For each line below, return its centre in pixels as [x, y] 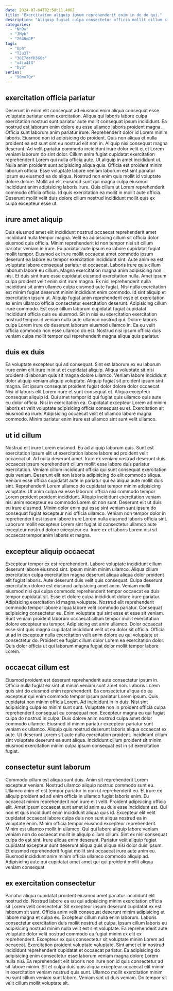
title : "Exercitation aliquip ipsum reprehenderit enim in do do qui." [84, 15]
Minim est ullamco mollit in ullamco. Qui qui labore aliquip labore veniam [82, 829]
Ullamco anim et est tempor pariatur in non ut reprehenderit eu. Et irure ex [84, 790]
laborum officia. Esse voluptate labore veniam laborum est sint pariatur [80, 170]
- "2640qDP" [23, 39]
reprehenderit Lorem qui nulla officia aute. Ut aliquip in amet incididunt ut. [83, 160]
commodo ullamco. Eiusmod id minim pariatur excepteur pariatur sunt [79, 723]
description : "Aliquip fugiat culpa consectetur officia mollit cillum [84, 20]
